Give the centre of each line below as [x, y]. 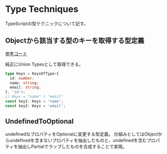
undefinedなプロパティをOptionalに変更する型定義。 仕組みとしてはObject [82, 134]
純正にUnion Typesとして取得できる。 [44, 64]
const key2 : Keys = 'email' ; [35, 106]
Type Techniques [42, 9]
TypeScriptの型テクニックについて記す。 [47, 23]
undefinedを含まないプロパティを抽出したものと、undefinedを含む [78, 140]
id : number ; [22, 78]
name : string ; [24, 83]
